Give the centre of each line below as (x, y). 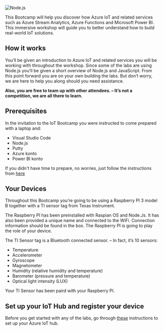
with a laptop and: (23, 128)
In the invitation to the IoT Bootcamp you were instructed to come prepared (81, 123)
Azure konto (24, 153)
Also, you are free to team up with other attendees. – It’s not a (69, 90)
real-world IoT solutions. (30, 33)
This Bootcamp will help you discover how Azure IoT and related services (79, 17)
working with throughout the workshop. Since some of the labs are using (78, 65)
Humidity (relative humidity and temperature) (58, 271)
